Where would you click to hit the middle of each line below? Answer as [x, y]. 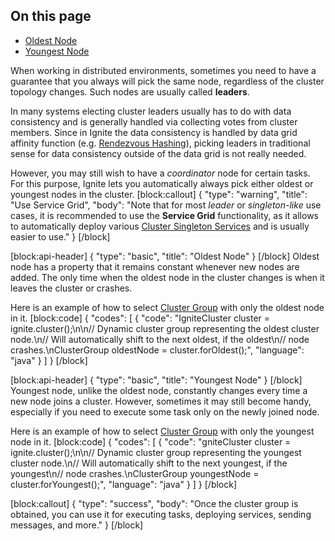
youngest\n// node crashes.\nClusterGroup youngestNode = [135, 473]
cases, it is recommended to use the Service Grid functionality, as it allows [165, 215]
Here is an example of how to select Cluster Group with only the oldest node [167, 307]
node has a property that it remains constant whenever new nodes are [155, 266]
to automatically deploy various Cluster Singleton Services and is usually [160, 226]
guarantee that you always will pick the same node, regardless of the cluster [167, 81]
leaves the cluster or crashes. [71, 288]
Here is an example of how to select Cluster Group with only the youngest [162, 431]
